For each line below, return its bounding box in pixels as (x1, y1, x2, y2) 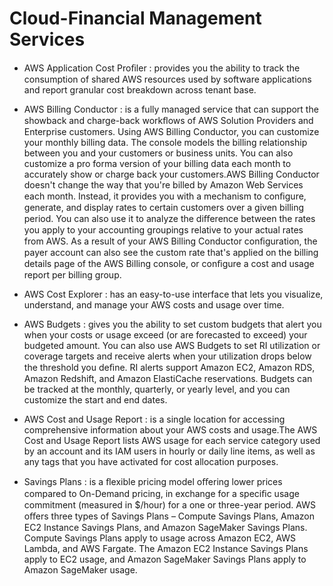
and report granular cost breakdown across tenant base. (23, 83, 257, 96)
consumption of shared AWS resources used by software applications (23, 73, 312, 85)
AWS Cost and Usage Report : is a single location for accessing (23, 413, 286, 425)
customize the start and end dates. (23, 393, 168, 406)
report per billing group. (23, 268, 122, 281)
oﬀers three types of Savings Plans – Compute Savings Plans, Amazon (23, 510, 316, 522)
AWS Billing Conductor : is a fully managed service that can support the (23, 103, 319, 115)
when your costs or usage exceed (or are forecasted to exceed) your (23, 328, 308, 341)
